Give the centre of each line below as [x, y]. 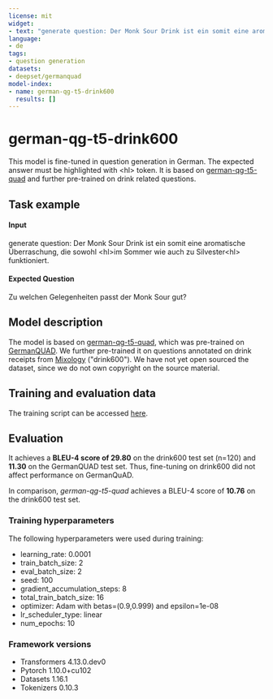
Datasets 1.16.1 [44, 680]
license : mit [30, 16]
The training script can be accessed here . [78, 413]
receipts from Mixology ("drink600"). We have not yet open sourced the [129, 359]
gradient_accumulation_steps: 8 [74, 589]
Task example [44, 204]
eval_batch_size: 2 [51, 571]
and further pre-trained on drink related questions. [112, 179]
